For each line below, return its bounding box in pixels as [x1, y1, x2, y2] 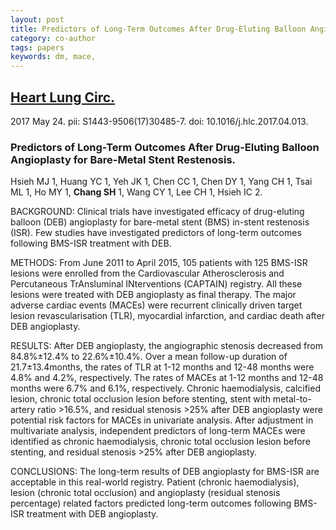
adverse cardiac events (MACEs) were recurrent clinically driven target [10, 299, 303, 311]
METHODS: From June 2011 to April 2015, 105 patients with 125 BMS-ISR [10, 257, 308, 269]
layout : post [10, 14, 65, 25]
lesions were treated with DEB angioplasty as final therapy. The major [10, 289, 297, 301]
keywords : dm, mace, [10, 52, 97, 62]
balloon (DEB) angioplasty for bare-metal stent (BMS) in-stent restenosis [10, 216, 310, 228]
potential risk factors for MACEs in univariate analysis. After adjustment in [10, 414, 314, 426]
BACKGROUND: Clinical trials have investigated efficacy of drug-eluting [10, 206, 305, 218]
